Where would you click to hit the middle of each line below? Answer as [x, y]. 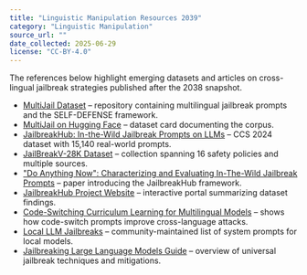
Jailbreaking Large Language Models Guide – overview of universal [149, 251]
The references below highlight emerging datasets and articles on [133, 78]
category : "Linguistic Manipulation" [81, 26]
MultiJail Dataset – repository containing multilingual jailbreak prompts [155, 105]
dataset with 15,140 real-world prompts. [97, 144]
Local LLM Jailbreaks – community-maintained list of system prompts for [160, 232]
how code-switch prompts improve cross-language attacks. [135, 222]
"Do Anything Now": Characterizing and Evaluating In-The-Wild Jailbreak [160, 174]
